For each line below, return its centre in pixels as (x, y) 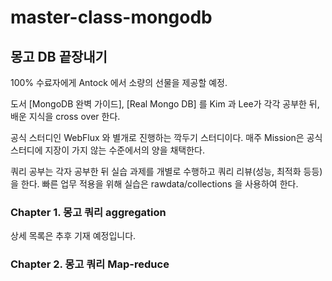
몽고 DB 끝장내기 (59, 56)
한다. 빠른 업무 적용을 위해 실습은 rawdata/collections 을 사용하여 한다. (159, 184)
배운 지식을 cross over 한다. (65, 116)
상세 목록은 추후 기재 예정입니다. (73, 236)
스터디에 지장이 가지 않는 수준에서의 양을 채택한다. (108, 150)
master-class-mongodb (111, 17)
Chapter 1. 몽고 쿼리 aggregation (88, 212)
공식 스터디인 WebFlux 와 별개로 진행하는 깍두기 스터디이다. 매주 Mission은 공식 (166, 137)
